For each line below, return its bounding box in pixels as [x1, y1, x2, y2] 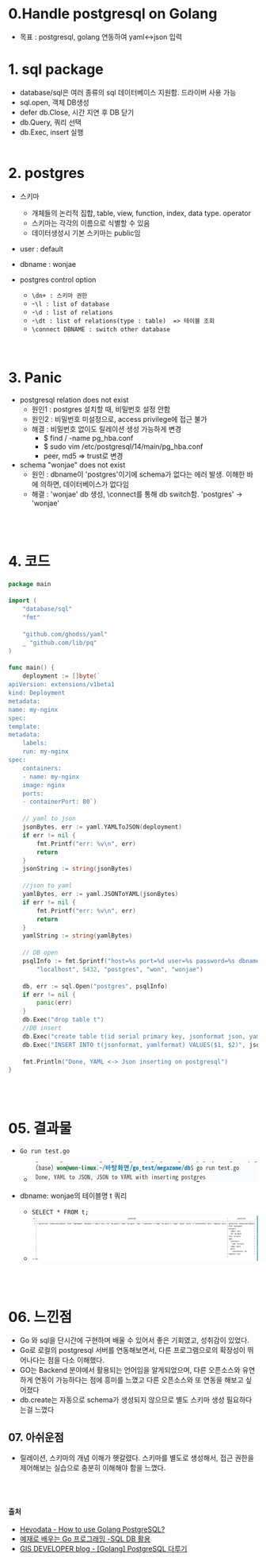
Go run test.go [19, 1147, 70, 1156]
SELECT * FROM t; [31, 1208, 89, 1216]
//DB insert [22, 1024, 62, 1033]
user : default [19, 244, 63, 253]
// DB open [22, 949, 59, 957]
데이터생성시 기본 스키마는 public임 [31, 228, 141, 238]
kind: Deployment [8, 689, 66, 697]
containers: [22, 764, 62, 772]
